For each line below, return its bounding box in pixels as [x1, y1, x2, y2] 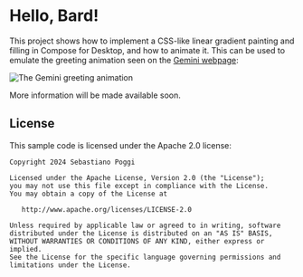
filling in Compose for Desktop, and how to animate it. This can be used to [9, 44, 286, 55]
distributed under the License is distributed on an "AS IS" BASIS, [9, 228, 273, 238]
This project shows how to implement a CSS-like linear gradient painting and [9, 35, 295, 46]
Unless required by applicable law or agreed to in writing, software [9, 221, 281, 230]
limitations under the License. [9, 260, 131, 270]
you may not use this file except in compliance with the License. [9, 181, 270, 190]
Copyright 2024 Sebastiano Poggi [9, 158, 136, 167]
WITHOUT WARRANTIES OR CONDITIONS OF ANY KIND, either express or [9, 236, 265, 245]
